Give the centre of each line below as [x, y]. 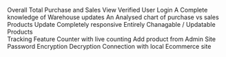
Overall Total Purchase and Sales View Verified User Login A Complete [107, 10]
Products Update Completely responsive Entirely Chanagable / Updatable [111, 24]
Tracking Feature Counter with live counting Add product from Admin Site [111, 39]
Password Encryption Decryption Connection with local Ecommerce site [109, 46]
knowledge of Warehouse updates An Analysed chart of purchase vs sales [113, 17]
